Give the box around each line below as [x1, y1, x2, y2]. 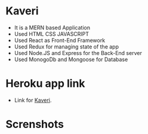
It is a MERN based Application [14, 24, 91, 31]
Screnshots [5, 118, 64, 131]
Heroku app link [5, 77, 85, 90]
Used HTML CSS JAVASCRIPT [14, 30, 90, 37]
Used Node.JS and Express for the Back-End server [14, 49, 143, 56]
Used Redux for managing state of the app [14, 43, 119, 50]
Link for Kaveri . [14, 96, 52, 103]
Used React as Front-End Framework [14, 36, 106, 44]
